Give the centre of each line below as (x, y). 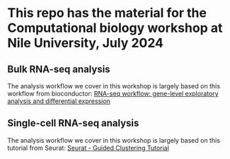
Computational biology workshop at (115, 28)
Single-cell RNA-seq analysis (73, 123)
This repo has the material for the (107, 13)
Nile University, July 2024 (86, 43)
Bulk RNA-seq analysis (59, 69)
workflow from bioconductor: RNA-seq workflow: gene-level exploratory (113, 94)
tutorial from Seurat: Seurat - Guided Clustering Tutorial (88, 148)
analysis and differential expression (59, 101)
